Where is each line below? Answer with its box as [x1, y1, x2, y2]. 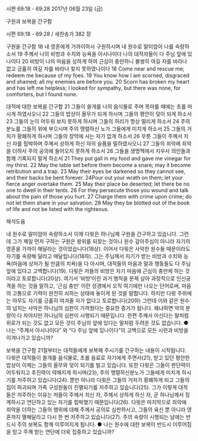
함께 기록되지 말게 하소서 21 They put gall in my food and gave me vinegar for [6, 155, 191, 162]
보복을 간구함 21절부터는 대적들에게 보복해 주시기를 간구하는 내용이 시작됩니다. [6, 347, 187, 354]
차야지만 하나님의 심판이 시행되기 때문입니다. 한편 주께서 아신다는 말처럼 [23, 312, 189, 319]
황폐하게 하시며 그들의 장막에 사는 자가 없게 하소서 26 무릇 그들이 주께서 [17, 133, 183, 139]
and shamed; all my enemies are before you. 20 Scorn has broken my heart [6, 78, 190, 85]
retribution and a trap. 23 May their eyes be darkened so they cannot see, [6, 168, 186, 175]
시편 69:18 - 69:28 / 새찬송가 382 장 [6, 30, 92, 37]
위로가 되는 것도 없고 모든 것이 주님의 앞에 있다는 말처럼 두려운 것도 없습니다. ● [6, 319, 189, 326]
